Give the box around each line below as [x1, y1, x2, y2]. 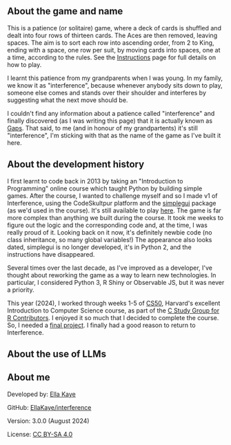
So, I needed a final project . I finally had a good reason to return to [7, 321, 196, 329]
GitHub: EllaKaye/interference [7, 403, 92, 411]
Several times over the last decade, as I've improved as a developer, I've [7, 264, 212, 272]
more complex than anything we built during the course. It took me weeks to [7, 213, 224, 221]
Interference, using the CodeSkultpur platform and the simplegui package [7, 199, 217, 207]
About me [7, 372, 50, 384]
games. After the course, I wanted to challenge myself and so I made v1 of [7, 191, 218, 199]
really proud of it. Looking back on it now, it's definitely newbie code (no [7, 228, 212, 237]
